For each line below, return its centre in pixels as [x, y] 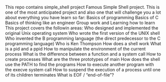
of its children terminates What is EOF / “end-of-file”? [59, 75]
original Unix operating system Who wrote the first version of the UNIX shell [83, 33]
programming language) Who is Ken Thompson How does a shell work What [83, 43]
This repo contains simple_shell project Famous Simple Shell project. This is [83, 7]
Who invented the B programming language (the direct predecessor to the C [83, 38]
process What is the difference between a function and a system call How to [83, 54]
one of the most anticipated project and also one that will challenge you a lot [83, 12]
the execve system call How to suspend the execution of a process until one [83, 70]
